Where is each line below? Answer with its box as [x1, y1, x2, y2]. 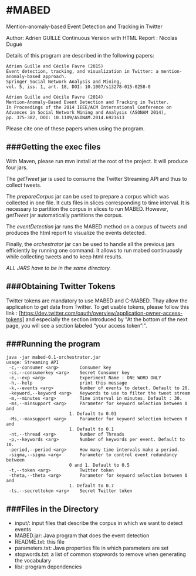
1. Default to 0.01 [69, 411, 117, 417]
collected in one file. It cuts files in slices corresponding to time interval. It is [6, 199, 190, 206]
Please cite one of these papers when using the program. [6, 124, 145, 132]
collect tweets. [6, 181, 42, 188]
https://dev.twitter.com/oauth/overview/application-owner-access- [20, 309, 183, 316]
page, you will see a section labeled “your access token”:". [6, 322, 148, 329]
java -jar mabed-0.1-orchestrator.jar [6, 355, 101, 361]
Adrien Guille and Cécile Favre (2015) [6, 63, 104, 69]
